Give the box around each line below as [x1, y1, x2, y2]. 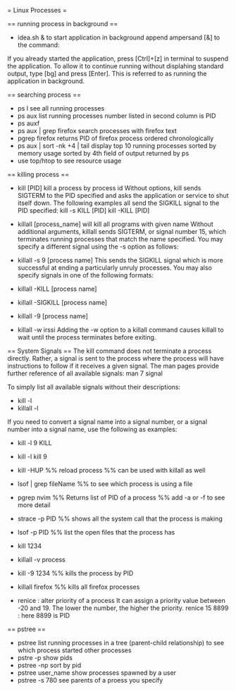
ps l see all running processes [17, 104, 105, 112]
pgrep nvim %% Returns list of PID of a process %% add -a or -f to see [17, 493, 225, 502]
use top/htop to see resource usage [17, 156, 122, 165]
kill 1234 [17, 542, 42, 550]
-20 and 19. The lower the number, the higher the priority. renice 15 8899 [17, 604, 229, 612]
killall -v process [17, 556, 66, 564]
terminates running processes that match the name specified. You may [17, 235, 223, 243]
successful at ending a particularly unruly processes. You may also [17, 263, 213, 272]
